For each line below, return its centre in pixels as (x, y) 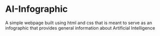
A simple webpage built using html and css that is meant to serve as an (78, 23)
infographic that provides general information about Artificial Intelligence (80, 28)
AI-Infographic (36, 9)
